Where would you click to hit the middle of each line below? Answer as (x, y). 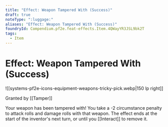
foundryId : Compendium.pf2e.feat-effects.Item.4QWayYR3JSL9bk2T (75, 29)
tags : (11, 34)
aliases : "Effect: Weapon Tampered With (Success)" (61, 24)
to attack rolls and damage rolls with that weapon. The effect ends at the (81, 113)
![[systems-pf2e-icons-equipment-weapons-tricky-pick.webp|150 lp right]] (84, 88)
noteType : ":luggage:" (29, 19)
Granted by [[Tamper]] (29, 98)
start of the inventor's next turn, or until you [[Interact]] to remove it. (77, 119)
